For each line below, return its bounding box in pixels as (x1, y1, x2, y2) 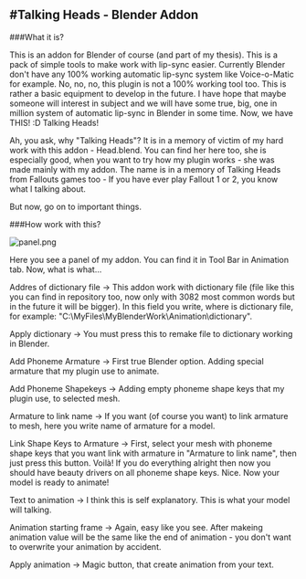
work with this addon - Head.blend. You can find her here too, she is (9, 144, 267, 155)
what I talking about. (9, 183, 87, 195)
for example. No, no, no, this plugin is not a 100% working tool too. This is (9, 78, 287, 89)
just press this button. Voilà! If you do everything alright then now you (9, 457, 271, 468)
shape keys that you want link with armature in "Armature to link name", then (9, 447, 297, 458)
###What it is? (9, 31, 64, 42)
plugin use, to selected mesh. (9, 393, 121, 404)
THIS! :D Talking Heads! (9, 117, 99, 128)
